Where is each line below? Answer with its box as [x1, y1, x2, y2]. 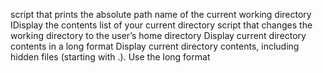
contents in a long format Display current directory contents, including [10, 40, 300, 52]
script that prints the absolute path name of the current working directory [10, 9, 312, 20]
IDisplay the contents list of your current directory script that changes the [10, 19, 313, 31]
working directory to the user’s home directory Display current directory [10, 30, 307, 41]
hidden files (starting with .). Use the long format [10, 51, 211, 63]
